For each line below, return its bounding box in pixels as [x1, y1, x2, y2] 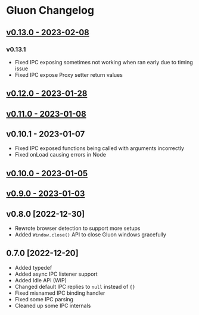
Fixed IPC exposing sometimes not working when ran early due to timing [14, 58, 193, 66]
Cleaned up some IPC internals [14, 302, 91, 309]
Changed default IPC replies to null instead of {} [14, 283, 135, 290]
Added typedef [14, 264, 52, 271]
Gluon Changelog [6, 4, 94, 17]
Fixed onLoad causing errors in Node [14, 151, 106, 158]
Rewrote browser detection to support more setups [14, 224, 141, 232]
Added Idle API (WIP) [14, 276, 67, 283]
